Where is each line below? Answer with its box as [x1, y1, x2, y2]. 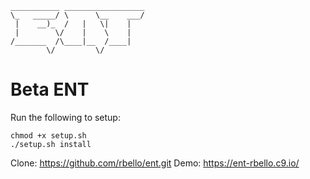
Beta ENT [10, 78, 90, 101]
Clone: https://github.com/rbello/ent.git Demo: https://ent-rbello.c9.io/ [10, 157, 300, 169]
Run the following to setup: [10, 111, 121, 123]
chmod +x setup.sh [10, 130, 87, 141]
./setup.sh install [10, 139, 92, 149]
